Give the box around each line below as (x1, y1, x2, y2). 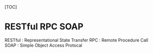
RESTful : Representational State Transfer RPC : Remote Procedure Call (4, 37, 148, 43)
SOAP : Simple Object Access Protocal (4, 42, 82, 48)
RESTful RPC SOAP (4, 21, 84, 32)
